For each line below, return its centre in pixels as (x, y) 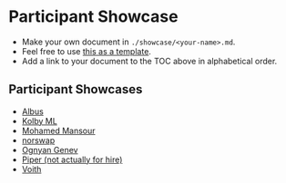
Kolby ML (40, 120)
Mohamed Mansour (59, 130)
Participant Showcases (76, 89)
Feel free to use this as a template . (87, 51)
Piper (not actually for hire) (72, 159)
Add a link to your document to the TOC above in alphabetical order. (149, 61)
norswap (38, 140)
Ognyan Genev (50, 149)
